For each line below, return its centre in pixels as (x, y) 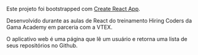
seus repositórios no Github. (42, 46)
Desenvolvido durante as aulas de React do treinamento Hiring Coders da (99, 20)
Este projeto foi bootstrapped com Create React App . (73, 9)
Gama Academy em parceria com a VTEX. (59, 27)
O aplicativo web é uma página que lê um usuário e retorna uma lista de (97, 39)
